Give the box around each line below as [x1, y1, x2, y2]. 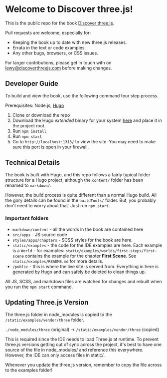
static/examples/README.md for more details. [12, 258, 104, 264]
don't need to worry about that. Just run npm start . [5, 202, 110, 208]
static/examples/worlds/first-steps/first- [65, 248, 158, 253]
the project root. [12, 122, 46, 128]
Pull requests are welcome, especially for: [5, 29, 91, 35]
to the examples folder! [5, 367, 53, 373]
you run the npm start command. [5, 284, 73, 290]
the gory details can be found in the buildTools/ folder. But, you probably [5, 197, 156, 203]
